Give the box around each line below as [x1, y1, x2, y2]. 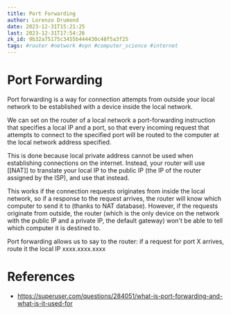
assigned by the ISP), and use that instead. [7, 173, 130, 182]
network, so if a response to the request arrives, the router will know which [7, 194, 222, 202]
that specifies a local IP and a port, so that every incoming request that [7, 123, 209, 132]
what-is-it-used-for [17, 299, 73, 307]
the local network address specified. [7, 138, 112, 146]
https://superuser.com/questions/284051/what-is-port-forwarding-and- [17, 292, 223, 300]
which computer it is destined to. [7, 223, 101, 232]
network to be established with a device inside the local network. [7, 102, 193, 111]
